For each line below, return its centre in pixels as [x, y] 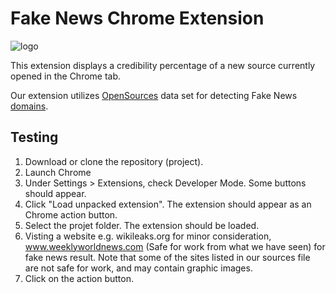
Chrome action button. [71, 214]
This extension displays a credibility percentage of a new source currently [163, 65]
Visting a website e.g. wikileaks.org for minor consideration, [148, 236]
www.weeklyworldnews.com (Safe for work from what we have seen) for [175, 246]
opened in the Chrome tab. [66, 76]
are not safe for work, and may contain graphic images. [138, 268]
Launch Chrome [58, 172]
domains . [29, 106]
